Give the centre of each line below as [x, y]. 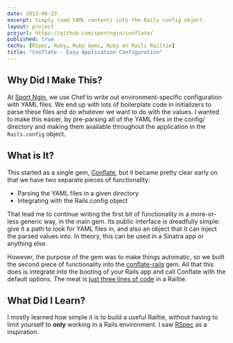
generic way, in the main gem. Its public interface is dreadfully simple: [120, 221]
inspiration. [23, 332]
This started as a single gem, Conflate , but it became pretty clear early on [113, 172]
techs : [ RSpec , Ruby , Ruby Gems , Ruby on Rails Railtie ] [91, 46]
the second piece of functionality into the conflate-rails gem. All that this [111, 264]
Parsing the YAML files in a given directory [78, 193]
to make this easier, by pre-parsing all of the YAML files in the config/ [106, 119]
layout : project [31, 26]
